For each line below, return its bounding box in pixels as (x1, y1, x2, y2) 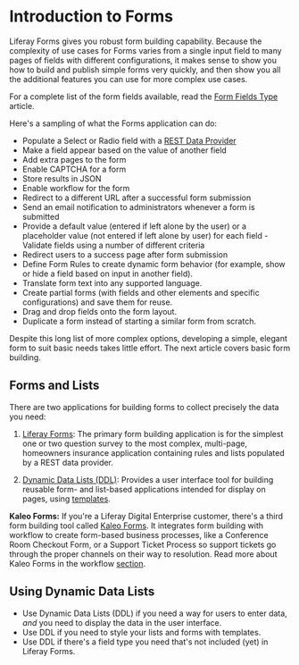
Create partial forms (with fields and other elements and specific (21, 287, 261, 298)
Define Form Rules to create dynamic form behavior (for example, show (21, 258, 286, 269)
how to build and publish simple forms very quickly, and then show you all (9, 64, 281, 75)
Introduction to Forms (9, 6, 174, 27)
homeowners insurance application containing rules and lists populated (21, 447, 285, 458)
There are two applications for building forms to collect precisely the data (9, 401, 279, 412)
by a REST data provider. (21, 457, 114, 467)
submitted (21, 211, 60, 222)
